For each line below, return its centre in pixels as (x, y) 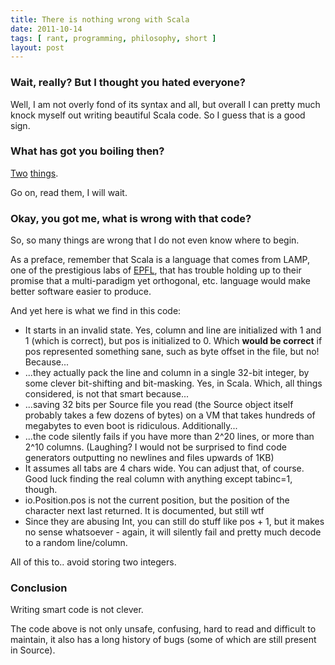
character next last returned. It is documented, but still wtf (144, 511)
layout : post (37, 47)
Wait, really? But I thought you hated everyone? (128, 83)
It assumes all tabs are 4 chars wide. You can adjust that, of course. (164, 468)
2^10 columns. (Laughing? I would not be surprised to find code (155, 447)
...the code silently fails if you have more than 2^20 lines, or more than (169, 437)
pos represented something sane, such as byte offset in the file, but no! (172, 352)
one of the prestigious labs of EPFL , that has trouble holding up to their (156, 270)
